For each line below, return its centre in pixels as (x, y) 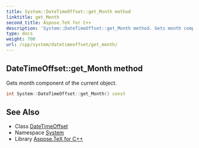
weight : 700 (21, 39)
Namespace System (39, 133)
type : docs (20, 34)
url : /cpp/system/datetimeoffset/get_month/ (62, 45)
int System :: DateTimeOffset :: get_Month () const (66, 94)
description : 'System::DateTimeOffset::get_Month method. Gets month (94, 28)
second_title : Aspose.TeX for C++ (49, 22)
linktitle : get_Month (33, 17)
